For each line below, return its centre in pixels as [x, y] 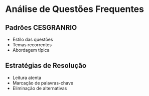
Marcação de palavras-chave [43, 83]
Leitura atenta [27, 78]
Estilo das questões [33, 39]
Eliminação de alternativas [40, 88]
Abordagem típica [31, 50]
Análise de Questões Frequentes [75, 9]
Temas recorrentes [32, 45]
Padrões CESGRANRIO [41, 28]
